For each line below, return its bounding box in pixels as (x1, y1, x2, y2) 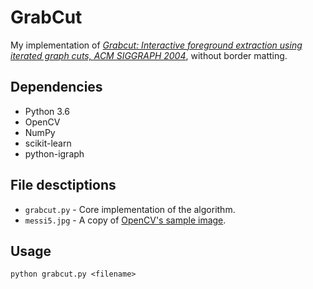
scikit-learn (24, 137, 72, 149)
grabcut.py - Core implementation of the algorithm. (24, 203, 236, 215)
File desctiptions (10, 177, 117, 194)
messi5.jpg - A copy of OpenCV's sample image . (24, 214, 227, 226)
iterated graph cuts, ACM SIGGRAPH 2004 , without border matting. (10, 49, 288, 61)
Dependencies (10, 79, 103, 96)
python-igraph (24, 147, 85, 160)
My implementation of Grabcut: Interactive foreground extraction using (10, 39, 303, 51)
